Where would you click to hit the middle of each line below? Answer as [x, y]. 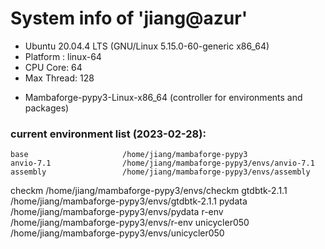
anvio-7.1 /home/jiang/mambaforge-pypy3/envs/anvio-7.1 [162, 163]
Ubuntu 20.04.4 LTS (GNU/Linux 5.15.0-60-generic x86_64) [147, 46]
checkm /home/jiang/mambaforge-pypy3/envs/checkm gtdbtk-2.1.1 [149, 191]
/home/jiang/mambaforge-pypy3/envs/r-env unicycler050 [130, 223]
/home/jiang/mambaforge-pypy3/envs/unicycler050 [117, 233]
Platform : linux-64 [63, 56]
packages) [47, 108]
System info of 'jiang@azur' [129, 18]
